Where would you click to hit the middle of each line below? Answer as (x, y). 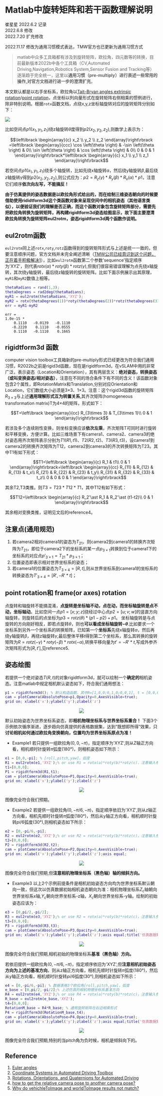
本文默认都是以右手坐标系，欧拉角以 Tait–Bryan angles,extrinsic (68, 91)
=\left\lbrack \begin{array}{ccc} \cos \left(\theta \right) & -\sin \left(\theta (81, 145)
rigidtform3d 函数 (32, 347)
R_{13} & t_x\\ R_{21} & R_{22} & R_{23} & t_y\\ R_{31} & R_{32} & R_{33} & (81, 472)
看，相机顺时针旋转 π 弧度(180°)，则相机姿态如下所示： (66, 749)
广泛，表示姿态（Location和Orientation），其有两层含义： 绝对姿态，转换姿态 (81, 372)
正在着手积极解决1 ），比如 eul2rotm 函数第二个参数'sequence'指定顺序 (73, 260)
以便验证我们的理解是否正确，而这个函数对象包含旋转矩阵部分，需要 (83, 207)
